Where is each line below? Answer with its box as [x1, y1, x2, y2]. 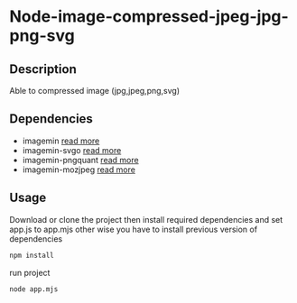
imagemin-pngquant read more [22, 154, 139, 165]
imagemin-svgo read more [22, 144, 122, 155]
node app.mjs [9, 284, 59, 294]
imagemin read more [22, 135, 100, 146]
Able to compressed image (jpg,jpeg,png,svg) [9, 86, 181, 96]
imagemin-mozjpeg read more [22, 164, 135, 175]
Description [9, 61, 77, 77]
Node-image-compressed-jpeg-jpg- [9, 6, 289, 27]
